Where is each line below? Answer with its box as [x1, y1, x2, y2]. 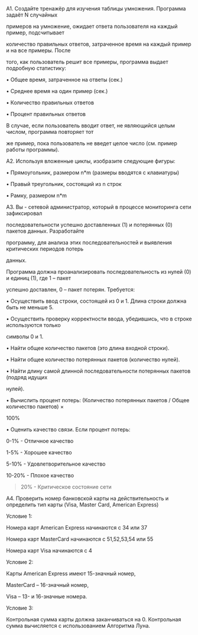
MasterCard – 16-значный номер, [6, 582, 89, 588]
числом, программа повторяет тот [6, 129, 94, 135]
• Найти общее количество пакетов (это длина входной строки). [6, 345, 170, 351]
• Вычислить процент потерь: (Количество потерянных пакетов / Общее [6, 397, 190, 403]
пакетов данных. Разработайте [6, 227, 85, 235]
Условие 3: [6, 604, 34, 611]
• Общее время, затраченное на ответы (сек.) [6, 76, 123, 83]
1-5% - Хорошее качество [6, 449, 72, 456]
